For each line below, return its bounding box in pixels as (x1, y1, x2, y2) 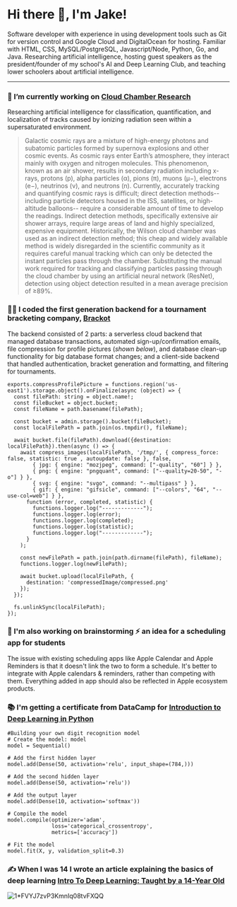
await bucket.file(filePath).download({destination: (13, 437, 172, 444)
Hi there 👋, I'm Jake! (7, 6, 128, 23)
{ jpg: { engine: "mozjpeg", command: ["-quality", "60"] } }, (32, 461, 222, 468)
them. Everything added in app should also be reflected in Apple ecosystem (7, 676, 228, 685)
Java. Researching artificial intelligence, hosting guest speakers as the (7, 52, 212, 61)
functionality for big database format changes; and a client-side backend (7, 352, 220, 360)
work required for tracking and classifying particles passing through (24, 265, 222, 273)
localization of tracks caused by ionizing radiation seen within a (7, 115, 192, 124)
